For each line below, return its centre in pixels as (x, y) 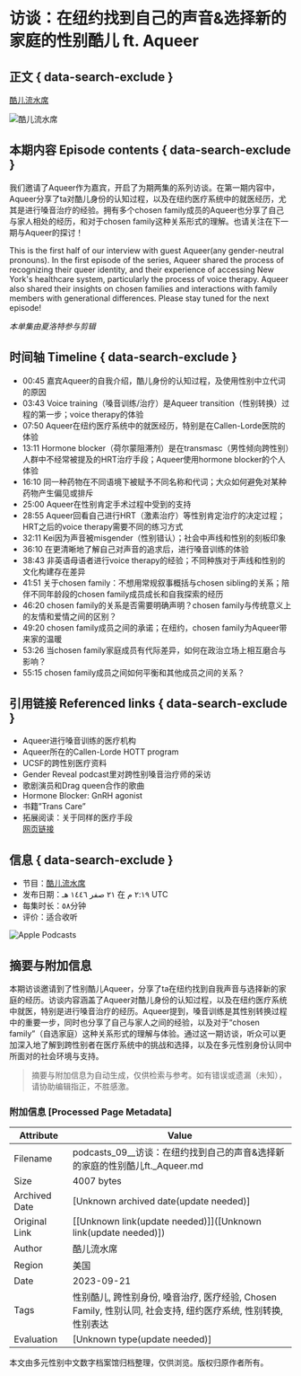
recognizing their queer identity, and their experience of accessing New (142, 269)
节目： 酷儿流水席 (54, 883)
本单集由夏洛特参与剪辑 (52, 326)
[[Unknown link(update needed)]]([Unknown (167, 1222)
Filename (33, 1159)
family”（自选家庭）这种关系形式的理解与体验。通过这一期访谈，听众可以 (144, 1034)
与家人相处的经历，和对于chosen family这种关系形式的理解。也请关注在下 (145, 221)
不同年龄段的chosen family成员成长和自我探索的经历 (127, 594)
